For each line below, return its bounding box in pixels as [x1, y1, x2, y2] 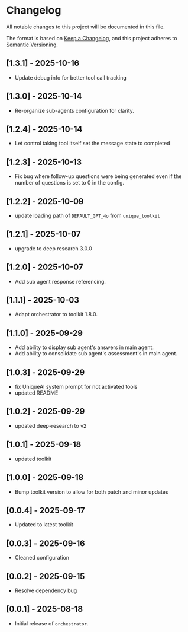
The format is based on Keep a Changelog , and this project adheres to [6, 34, 177, 42]
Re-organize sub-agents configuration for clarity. [14, 107, 135, 114]
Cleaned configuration [14, 554, 70, 561]
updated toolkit [14, 455, 52, 462]
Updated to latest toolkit [14, 521, 74, 528]
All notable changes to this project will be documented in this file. [6, 23, 166, 30]
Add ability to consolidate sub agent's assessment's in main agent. [14, 350, 178, 357]
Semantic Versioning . [6, 41, 58, 48]
